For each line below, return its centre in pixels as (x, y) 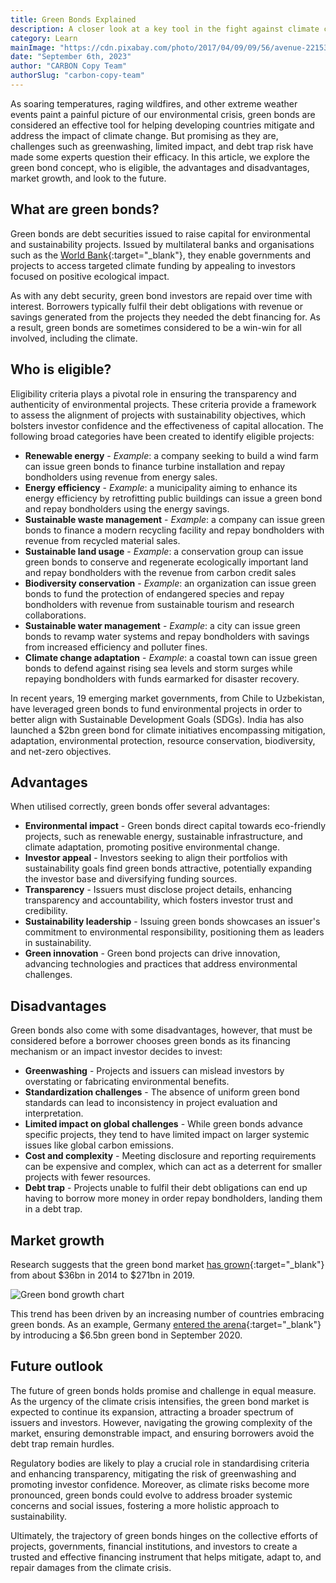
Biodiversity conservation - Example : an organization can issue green (170, 583)
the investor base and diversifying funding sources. (131, 879)
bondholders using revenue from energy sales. (121, 477)
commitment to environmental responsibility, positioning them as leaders (174, 932)
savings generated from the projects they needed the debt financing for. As (165, 317)
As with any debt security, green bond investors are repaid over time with (161, 295)
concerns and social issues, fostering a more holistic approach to (145, 1505)
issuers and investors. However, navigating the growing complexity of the (161, 1422)
